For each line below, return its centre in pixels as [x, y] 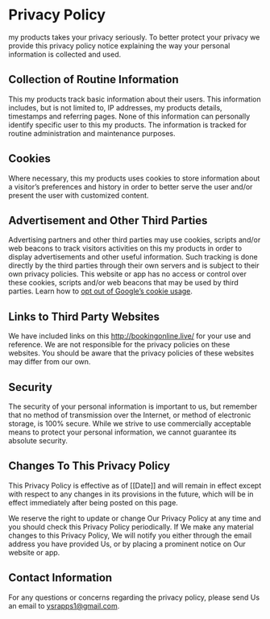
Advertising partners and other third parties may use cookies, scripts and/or [135, 240]
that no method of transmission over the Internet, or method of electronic [130, 415]
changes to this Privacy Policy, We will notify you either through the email [130, 535]
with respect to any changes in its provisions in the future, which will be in [131, 494]
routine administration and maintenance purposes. [92, 133]
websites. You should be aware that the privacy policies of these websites [131, 353]
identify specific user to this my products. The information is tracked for [128, 125]
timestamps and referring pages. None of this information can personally [129, 116]
